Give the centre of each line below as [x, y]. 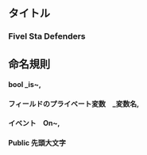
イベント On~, [34, 123]
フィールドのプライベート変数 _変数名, [74, 104]
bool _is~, [25, 85]
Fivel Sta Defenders [47, 36]
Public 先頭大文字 [37, 143]
